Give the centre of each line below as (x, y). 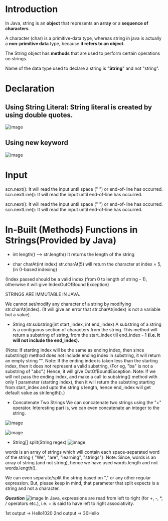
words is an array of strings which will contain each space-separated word (82, 452)
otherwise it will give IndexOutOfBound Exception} (57, 284)
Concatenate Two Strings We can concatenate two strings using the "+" (87, 402)
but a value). (18, 314)
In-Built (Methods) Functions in (71, 230)
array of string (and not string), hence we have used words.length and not (81, 462)
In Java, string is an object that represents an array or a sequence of (77, 23)
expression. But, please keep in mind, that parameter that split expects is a (82, 483)
